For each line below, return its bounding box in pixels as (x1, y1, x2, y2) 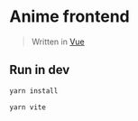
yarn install (9, 86, 59, 96)
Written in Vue (31, 36, 86, 47)
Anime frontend (9, 6, 130, 27)
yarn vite (9, 102, 47, 112)
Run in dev (9, 62, 70, 78)
